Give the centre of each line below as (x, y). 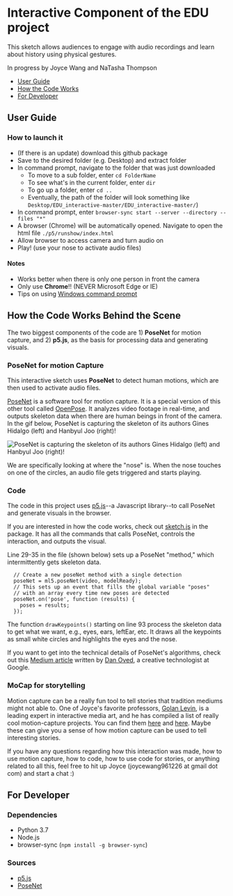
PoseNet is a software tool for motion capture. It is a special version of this (114, 401)
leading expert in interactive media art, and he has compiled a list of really (113, 715)
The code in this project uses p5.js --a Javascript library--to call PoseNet (111, 506)
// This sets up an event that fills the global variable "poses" (112, 587)
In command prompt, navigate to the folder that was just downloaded (116, 168)
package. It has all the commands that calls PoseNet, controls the (101, 534)
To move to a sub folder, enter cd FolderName (92, 175)
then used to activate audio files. (54, 387)
